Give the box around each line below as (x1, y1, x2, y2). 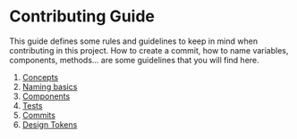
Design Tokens (21, 119, 78, 130)
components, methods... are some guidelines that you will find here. (9, 54, 259, 65)
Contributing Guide (9, 6, 155, 27)
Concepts (21, 71, 59, 82)
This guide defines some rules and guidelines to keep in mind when (9, 36, 258, 46)
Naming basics (21, 81, 78, 92)
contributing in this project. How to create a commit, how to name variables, (9, 45, 289, 55)
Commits (21, 110, 56, 120)
